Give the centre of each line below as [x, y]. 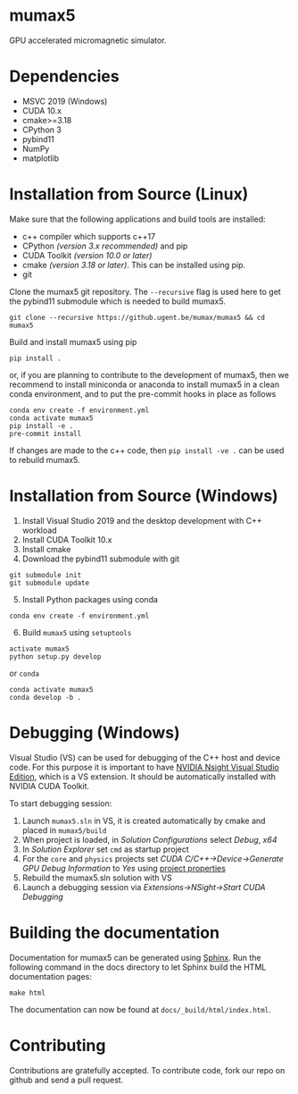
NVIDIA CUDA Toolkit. [50, 786]
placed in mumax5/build [64, 830]
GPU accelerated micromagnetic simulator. [88, 40]
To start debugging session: [61, 803]
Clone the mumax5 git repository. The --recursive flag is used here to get [145, 291]
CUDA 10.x [42, 110]
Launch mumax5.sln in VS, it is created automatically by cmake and [144, 820]
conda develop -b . [46, 697]
